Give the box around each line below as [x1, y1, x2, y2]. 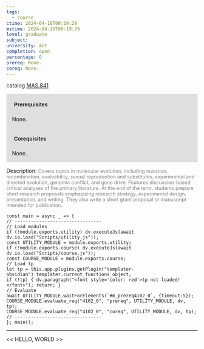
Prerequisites [14, 101, 48, 108]
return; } [36, 282, 61, 288]
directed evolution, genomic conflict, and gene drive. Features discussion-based [6, 180, 191, 186]
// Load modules [6, 224, 47, 230]
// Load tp [6, 261, 34, 267]
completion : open [6, 49, 50, 55]
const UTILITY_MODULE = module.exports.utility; [6, 240, 132, 246]
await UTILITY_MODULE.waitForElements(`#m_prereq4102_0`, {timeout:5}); [6, 293, 194, 299]
